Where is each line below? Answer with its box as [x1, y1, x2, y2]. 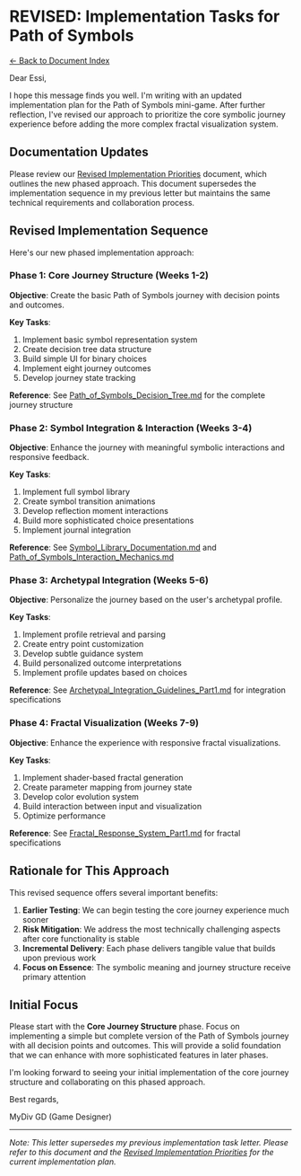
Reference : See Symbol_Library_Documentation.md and [9, 542, 217, 553]
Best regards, [9, 1094, 59, 1105]
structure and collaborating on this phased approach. [9, 1076, 206, 1088]
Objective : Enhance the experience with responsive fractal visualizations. [9, 737, 281, 747]
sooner [21, 914, 49, 924]
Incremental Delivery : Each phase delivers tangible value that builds [21, 942, 276, 953]
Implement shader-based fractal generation [21, 772, 184, 783]
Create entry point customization [21, 639, 144, 650]
